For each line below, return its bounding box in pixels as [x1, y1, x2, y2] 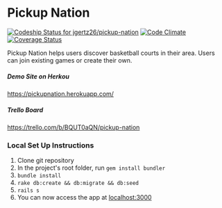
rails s [17, 187, 40, 194]
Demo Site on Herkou [7, 72, 69, 81]
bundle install [17, 173, 62, 179]
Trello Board [7, 106, 44, 114]
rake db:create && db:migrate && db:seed [17, 179, 139, 187]
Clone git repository [17, 157, 74, 165]
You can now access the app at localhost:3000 [17, 193, 152, 202]
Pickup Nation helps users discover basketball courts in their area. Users [7, 49, 215, 57]
